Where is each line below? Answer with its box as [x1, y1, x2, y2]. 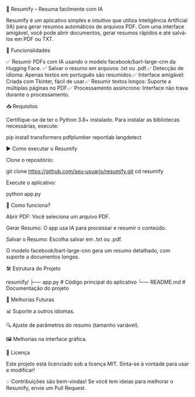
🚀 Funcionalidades [6, 47, 51, 54]
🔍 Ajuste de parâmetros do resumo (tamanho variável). [6, 322, 140, 329]
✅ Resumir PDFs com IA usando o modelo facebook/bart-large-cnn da [6, 58, 176, 65]
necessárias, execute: [6, 123, 59, 129]
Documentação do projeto [6, 285, 69, 292]
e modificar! [6, 367, 35, 374]
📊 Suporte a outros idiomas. [6, 308, 75, 315]
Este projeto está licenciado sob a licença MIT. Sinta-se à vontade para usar [6, 360, 189, 367]
